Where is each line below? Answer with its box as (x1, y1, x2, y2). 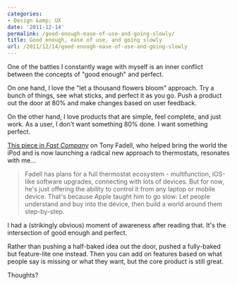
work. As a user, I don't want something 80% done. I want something (7, 120, 208, 128)
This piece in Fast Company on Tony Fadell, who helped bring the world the (7, 141, 228, 149)
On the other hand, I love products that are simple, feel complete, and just (7, 112, 221, 121)
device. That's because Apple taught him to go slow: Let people (24, 192, 210, 201)
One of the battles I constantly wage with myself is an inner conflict (7, 63, 203, 71)
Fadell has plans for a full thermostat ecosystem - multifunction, (24, 170, 211, 178)
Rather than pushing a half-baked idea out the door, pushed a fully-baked (7, 242, 221, 251)
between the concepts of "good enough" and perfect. (7, 70, 164, 78)
